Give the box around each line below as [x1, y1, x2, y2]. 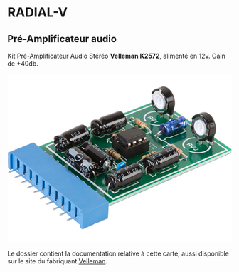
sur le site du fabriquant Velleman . [7, 257, 108, 265]
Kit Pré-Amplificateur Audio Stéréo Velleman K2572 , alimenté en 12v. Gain [7, 51, 225, 60]
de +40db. [7, 59, 38, 68]
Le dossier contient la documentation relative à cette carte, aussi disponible [7, 249, 229, 258]
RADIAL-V [7, 4, 68, 21]
